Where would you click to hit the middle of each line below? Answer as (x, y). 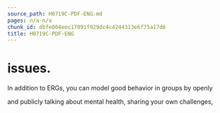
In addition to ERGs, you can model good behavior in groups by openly (110, 88)
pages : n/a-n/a (30, 20)
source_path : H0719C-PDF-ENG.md (55, 14)
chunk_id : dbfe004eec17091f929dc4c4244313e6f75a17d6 (87, 27)
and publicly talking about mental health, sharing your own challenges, (110, 102)
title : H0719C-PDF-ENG (41, 34)
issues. (29, 69)
